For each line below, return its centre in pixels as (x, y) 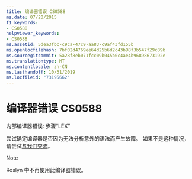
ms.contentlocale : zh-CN (37, 66)
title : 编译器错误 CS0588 (36, 12)
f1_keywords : (22, 22)
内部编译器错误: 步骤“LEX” (38, 126)
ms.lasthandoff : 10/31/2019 (41, 72)
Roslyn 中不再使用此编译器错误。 (47, 170)
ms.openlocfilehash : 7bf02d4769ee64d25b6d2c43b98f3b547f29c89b (86, 50)
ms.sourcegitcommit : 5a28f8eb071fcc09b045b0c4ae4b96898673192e (86, 56)
